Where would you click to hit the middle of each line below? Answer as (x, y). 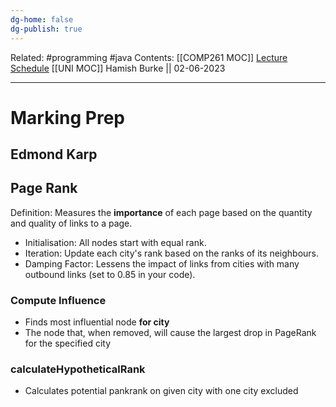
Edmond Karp (54, 154)
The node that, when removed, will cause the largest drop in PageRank (170, 333)
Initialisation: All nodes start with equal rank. (115, 242)
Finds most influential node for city (97, 322)
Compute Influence (58, 300)
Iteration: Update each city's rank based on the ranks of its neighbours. (172, 253)
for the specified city (67, 343)
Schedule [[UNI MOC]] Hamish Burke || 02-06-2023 (118, 68)
